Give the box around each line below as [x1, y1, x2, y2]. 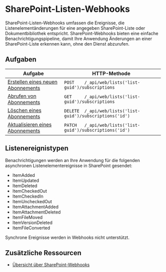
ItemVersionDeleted [12, 219, 53, 225]
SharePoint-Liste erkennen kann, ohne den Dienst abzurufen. [5, 41, 130, 47]
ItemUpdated [12, 177, 40, 183]
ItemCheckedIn [12, 193, 43, 199]
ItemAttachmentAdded [12, 204, 59, 210]
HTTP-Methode [92, 70, 131, 77]
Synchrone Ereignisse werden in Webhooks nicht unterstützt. [5, 234, 130, 240]
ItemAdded [12, 172, 36, 178]
